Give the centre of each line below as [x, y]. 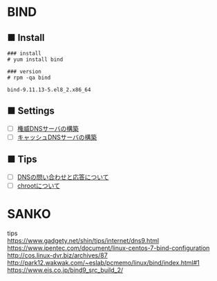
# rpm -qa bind [29, 78]
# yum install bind [35, 60]
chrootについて [39, 185]
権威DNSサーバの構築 [48, 128]
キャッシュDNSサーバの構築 [57, 137]
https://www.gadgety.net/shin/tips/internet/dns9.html [83, 240]
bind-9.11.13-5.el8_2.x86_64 [49, 90]
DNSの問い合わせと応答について [63, 176]
